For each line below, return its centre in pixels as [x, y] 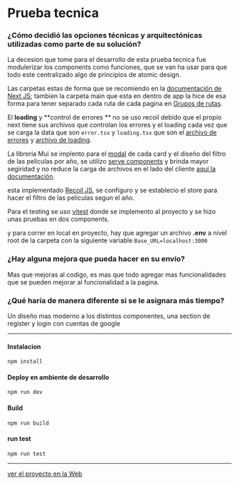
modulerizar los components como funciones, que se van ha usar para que [117, 67]
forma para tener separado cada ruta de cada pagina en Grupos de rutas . [115, 104]
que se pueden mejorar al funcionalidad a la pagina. [84, 282]
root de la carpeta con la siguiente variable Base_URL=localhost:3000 [107, 240]
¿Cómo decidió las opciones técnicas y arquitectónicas [105, 36]
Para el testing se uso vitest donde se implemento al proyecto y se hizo [112, 212]
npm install [25, 362]
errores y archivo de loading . [50, 140]
